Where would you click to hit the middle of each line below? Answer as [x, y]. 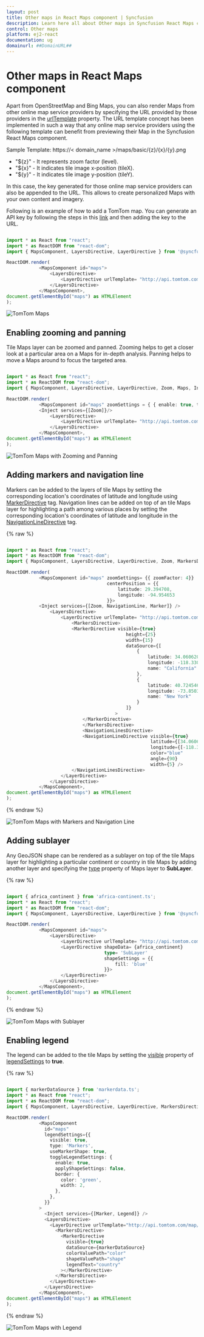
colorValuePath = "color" [96, 1253]
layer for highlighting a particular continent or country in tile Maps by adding [101, 862]
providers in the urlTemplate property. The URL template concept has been [100, 119]
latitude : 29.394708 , [145, 589]
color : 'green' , [81, 1180]
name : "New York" [169, 696]
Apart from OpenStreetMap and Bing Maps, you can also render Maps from [100, 105]
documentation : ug [29, 40]
